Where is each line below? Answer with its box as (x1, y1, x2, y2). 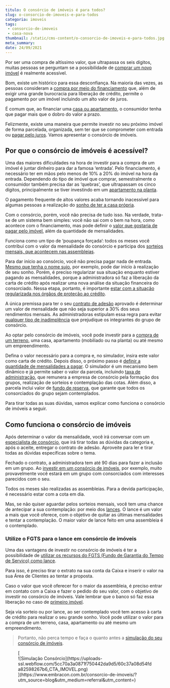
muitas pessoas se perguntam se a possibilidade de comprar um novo (5, 64, 152, 71)
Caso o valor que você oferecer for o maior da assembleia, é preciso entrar (5, 582, 162, 589)
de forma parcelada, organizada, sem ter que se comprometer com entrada (5, 126, 163, 132)
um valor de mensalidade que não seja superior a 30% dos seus (5, 306, 140, 312)
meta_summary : (5, 41, 36, 46)
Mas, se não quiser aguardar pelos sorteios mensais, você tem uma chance (5, 501, 163, 507)
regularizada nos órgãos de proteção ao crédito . (5, 291, 107, 297)
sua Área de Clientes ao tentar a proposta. (5, 573, 94, 579)
